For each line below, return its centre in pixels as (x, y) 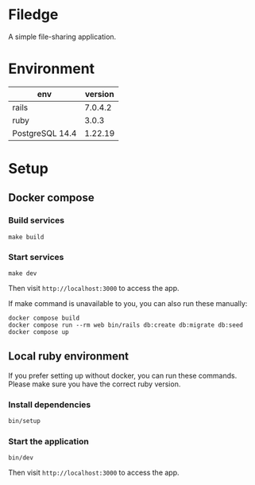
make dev (23, 274)
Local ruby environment (69, 357)
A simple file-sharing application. (62, 37)
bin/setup (25, 421)
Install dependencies (50, 405)
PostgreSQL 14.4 (44, 133)
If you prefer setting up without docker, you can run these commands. (123, 375)
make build (26, 237)
